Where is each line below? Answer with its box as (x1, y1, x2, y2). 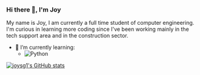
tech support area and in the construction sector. (6, 32, 128, 39)
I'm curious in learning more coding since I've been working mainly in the (6, 25, 189, 33)
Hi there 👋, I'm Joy (6, 5, 62, 14)
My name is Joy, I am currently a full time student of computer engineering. (6, 19, 195, 27)
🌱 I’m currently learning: (15, 44, 75, 51)
